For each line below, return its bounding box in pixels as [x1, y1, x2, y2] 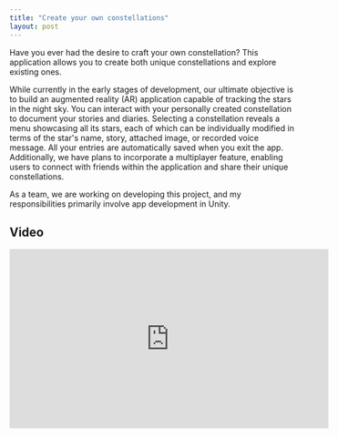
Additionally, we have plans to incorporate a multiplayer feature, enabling [9, 151, 284, 162]
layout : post [9, 22, 59, 31]
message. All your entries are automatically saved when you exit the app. [9, 142, 284, 153]
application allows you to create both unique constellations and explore [9, 56, 277, 67]
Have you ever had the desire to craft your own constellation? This [9, 46, 259, 57]
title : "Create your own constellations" [9, 13, 169, 23]
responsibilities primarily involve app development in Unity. [9, 198, 230, 209]
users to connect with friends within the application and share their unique [9, 161, 289, 172]
